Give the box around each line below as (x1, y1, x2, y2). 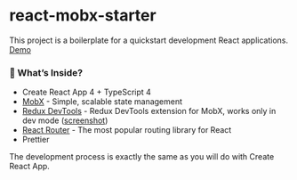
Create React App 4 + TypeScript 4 (21, 86, 151, 98)
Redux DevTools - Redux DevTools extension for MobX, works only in (21, 106, 277, 117)
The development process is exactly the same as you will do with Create (9, 151, 275, 162)
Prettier (21, 135, 50, 145)
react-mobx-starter (9, 5, 157, 26)
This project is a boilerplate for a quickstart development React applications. (9, 35, 289, 45)
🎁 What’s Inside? (9, 66, 84, 78)
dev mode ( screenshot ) (21, 115, 108, 126)
